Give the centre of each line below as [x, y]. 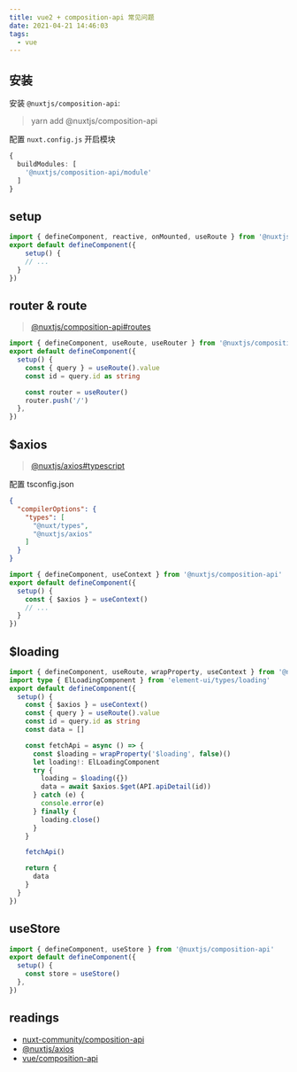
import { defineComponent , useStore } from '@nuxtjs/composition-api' [142, 949]
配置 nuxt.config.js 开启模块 [63, 139]
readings [34, 1018]
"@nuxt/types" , [61, 525]
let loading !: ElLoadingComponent [96, 762]
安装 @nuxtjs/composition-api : [65, 104]
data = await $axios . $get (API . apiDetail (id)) [126, 787]
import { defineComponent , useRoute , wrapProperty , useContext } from [142, 672]
